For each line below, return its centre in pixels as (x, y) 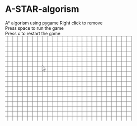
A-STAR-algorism (42, 9)
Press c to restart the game (33, 33)
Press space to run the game (35, 28)
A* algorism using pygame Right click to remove (54, 23)
